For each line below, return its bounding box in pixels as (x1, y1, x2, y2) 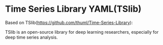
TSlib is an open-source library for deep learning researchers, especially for (5, 29, 159, 35)
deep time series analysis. (5, 34, 58, 40)
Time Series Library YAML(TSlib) (5, 3, 141, 15)
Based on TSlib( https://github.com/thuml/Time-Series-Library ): (5, 20, 133, 25)
